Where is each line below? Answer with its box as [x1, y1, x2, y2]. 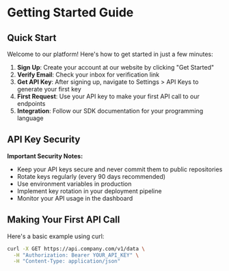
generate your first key [16, 85, 82, 93]
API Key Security [7, 134, 81, 145]
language [16, 114, 44, 122]
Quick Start [7, 32, 57, 44]
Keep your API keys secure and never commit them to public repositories [16, 165, 223, 173]
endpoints [16, 100, 46, 107]
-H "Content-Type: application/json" [13, 258, 121, 265]
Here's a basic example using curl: [7, 232, 105, 240]
